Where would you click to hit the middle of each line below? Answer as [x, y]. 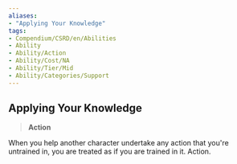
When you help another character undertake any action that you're [118, 143]
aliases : [23, 16]
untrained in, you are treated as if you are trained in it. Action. [110, 152]
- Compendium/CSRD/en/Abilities [62, 38]
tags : [17, 31]
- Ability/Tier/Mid [41, 68]
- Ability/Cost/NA [39, 61]
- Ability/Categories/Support [59, 76]
